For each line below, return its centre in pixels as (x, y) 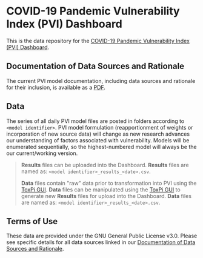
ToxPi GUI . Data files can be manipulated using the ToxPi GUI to (101, 190)
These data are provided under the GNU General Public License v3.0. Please (102, 236)
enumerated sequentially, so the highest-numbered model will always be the (101, 147)
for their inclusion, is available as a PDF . (56, 87)
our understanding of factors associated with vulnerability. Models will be (98, 140)
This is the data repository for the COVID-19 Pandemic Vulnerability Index (98, 41)
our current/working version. (42, 153)
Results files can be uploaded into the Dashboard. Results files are (105, 165)
